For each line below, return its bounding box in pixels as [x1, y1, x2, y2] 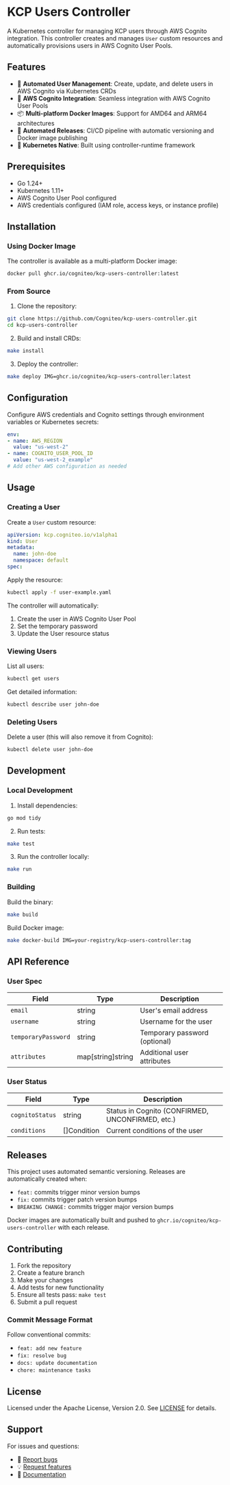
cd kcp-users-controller [7, 322, 78, 329]
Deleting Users [7, 717, 58, 726]
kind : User [7, 538, 38, 544]
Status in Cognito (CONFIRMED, [105, 1106, 209, 1116]
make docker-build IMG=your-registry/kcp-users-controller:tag [7, 936, 192, 944]
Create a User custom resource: [7, 518, 97, 526]
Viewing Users [7, 646, 57, 656]
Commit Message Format [7, 1315, 93, 1324]
